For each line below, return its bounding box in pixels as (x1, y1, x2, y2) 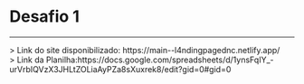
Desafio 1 (9, 6, 80, 27)
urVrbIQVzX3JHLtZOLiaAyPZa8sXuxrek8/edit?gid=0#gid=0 (9, 63, 232, 74)
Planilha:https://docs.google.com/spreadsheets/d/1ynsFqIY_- (45, 54, 274, 65)
